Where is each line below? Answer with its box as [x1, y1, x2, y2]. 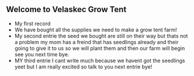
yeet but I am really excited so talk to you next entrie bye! [14, 63, 153, 70]
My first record [14, 20, 51, 27]
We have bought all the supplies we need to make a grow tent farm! [14, 26, 177, 33]
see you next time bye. [14, 50, 70, 57]
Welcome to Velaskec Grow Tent [6, 5, 127, 15]
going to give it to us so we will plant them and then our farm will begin [14, 45, 185, 52]
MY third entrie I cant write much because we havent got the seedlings [14, 57, 185, 64]
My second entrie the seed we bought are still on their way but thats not [14, 32, 188, 39]
